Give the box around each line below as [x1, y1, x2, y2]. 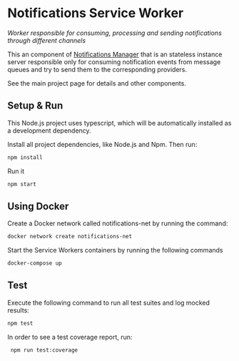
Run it [7, 166, 25, 176]
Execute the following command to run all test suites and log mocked [7, 298, 210, 307]
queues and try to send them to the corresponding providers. [7, 65, 188, 73]
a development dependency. [7, 126, 91, 135]
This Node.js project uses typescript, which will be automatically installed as [7, 118, 232, 127]
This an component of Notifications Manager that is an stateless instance [7, 50, 223, 59]
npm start [7, 180, 37, 188]
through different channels [7, 36, 86, 44]
